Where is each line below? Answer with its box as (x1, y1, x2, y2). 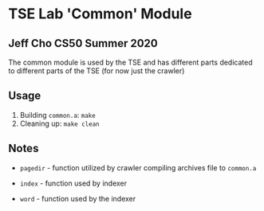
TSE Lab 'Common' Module (8, 5, 193, 23)
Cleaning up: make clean (19, 119, 100, 128)
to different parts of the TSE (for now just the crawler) (8, 66, 185, 76)
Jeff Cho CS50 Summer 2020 (8, 37, 158, 50)
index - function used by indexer (19, 178, 128, 188)
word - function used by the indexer (19, 193, 136, 203)
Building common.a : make (19, 110, 96, 119)
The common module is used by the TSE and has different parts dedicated (8, 57, 253, 67)
